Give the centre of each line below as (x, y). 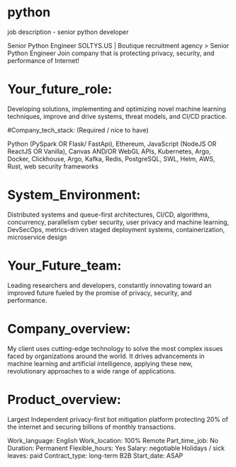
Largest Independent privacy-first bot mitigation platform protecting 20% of (118, 419)
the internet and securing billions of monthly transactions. (91, 427)
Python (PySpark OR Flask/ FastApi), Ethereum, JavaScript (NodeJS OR (112, 144)
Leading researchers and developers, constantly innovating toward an (109, 285)
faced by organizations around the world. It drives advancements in (106, 356)
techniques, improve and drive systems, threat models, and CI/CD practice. (117, 116)
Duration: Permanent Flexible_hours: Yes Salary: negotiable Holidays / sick (116, 448)
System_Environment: (74, 195)
